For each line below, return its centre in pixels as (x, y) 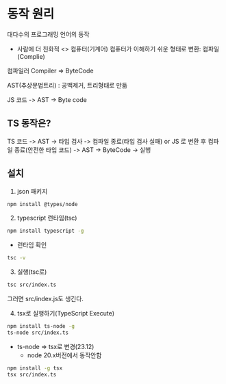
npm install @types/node (42, 204)
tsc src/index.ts (32, 285)
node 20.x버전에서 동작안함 (64, 355)
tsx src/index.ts (32, 374)
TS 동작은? (29, 124)
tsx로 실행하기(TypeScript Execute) (66, 313)
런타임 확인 (32, 245)
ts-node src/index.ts (38, 333)
